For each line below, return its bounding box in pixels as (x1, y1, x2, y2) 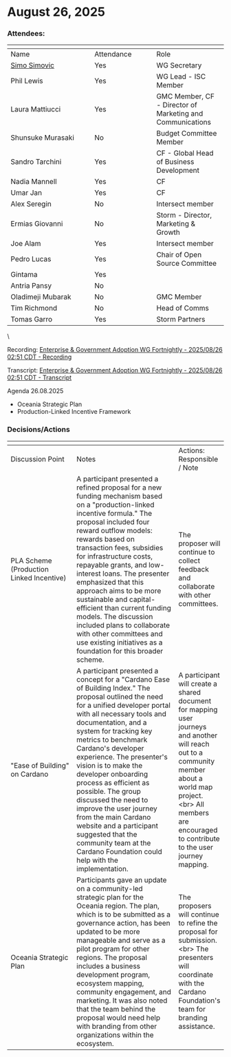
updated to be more (76, 927, 140, 936)
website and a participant (76, 821, 159, 830)
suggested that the (76, 829, 137, 839)
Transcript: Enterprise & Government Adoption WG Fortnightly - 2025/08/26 (7, 366, 223, 375)
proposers (178, 901, 212, 910)
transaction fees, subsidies (76, 543, 164, 552)
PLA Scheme (10, 556, 53, 565)
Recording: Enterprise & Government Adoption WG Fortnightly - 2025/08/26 (7, 346, 223, 354)
